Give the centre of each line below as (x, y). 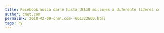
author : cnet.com (23, 14)
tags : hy (14, 23)
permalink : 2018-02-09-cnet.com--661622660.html (55, 18)
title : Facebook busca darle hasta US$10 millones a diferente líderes (79, 9)
